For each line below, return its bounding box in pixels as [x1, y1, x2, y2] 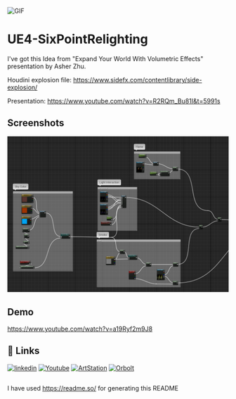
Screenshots [7, 117, 65, 129]
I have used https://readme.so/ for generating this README [7, 384, 179, 393]
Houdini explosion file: [7, 75, 72, 84]
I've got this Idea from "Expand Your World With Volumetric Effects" [7, 54, 204, 63]
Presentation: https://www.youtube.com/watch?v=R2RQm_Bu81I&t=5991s [7, 96, 221, 105]
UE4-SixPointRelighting [7, 32, 149, 47]
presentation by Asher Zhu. [7, 62, 86, 70]
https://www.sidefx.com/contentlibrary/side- [72, 75, 202, 84]
